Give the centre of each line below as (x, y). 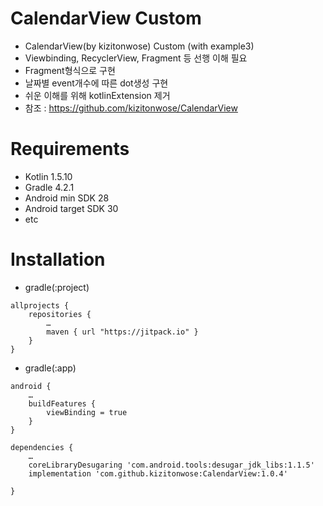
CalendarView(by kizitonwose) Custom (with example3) (139, 46)
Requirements (70, 149)
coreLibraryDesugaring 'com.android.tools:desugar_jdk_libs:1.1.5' (171, 465)
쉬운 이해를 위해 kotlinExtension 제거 (97, 95)
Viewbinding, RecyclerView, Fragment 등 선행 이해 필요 (136, 58)
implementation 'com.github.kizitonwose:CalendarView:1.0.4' (158, 473)
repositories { (60, 314)
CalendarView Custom (106, 18)
